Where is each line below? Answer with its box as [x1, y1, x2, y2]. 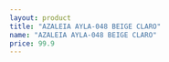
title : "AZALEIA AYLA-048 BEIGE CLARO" [9, 22, 162, 31]
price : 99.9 [9, 38, 55, 48]
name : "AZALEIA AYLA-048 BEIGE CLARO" [9, 30, 157, 39]
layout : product [9, 13, 71, 23]
